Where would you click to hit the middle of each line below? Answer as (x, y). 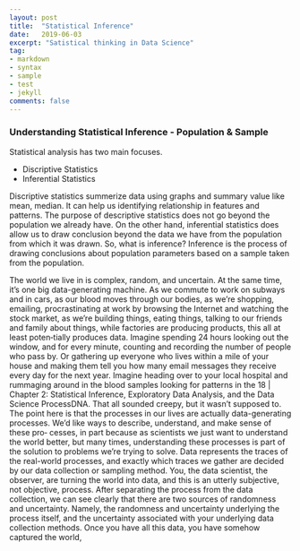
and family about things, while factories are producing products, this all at (145, 327)
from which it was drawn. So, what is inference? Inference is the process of (149, 244)
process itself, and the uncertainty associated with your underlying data (142, 518)
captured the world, (46, 537)
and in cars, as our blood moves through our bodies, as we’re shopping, (142, 299)
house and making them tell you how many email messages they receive (143, 366)
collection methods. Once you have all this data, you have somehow (135, 527)
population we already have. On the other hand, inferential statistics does (144, 224)
